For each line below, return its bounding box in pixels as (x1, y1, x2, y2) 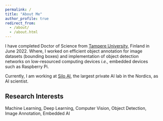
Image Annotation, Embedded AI (5, 110, 70, 116)
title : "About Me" (5, 12, 42, 17)
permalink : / (5, 7, 32, 12)
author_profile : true (5, 16, 49, 21)
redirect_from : (5, 20, 36, 26)
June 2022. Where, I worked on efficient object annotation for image (5, 48, 143, 54)
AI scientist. (5, 78, 29, 84)
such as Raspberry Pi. (5, 64, 49, 69)
